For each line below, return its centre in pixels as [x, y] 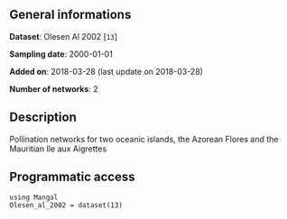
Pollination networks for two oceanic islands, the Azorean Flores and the [144, 139]
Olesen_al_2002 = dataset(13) [66, 205]
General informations [70, 15]
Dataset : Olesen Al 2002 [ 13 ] [64, 36]
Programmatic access [72, 177]
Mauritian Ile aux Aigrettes [58, 149]
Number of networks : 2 [54, 88]
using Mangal [34, 197]
